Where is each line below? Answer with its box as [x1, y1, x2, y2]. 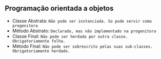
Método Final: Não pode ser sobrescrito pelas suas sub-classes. [12, 43, 153, 49]
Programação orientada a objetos [5, 4, 114, 13]
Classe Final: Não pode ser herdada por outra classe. [12, 33, 128, 39]
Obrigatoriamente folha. [12, 38, 66, 44]
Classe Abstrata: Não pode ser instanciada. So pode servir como [12, 17, 152, 24]
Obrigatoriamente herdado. [12, 48, 70, 53]
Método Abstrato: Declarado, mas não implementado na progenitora [12, 28, 156, 34]
